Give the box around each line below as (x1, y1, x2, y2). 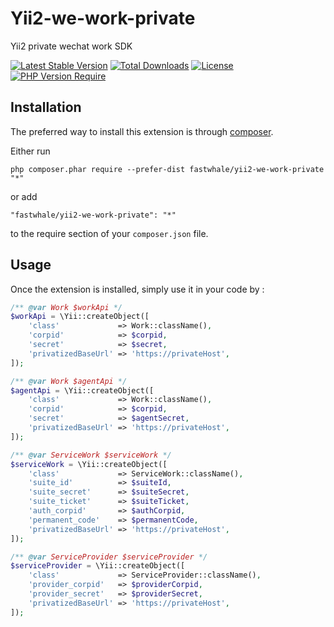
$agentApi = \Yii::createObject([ (10, 385, 155, 396)
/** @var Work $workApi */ (10, 302, 123, 312)
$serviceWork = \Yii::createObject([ (10, 459, 168, 469)
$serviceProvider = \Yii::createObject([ (10, 561, 186, 571)
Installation (10, 99, 82, 116)
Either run (10, 145, 51, 157)
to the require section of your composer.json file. (10, 227, 209, 239)
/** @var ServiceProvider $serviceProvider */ (10, 552, 208, 562)
